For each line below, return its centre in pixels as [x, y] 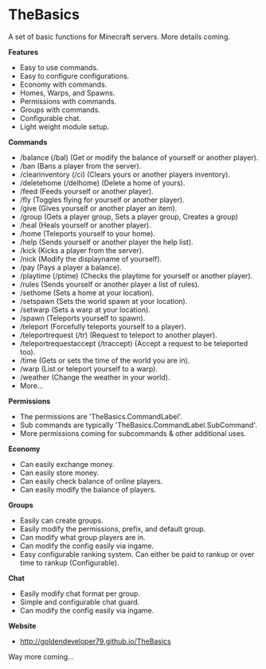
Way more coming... [41, 656]
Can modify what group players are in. [82, 537]
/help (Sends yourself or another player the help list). [106, 242]
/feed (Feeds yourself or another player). [86, 191]
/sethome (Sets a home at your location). [87, 293]
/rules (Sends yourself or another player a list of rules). [110, 284]
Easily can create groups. [61, 520]
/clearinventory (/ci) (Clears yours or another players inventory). [125, 174]
